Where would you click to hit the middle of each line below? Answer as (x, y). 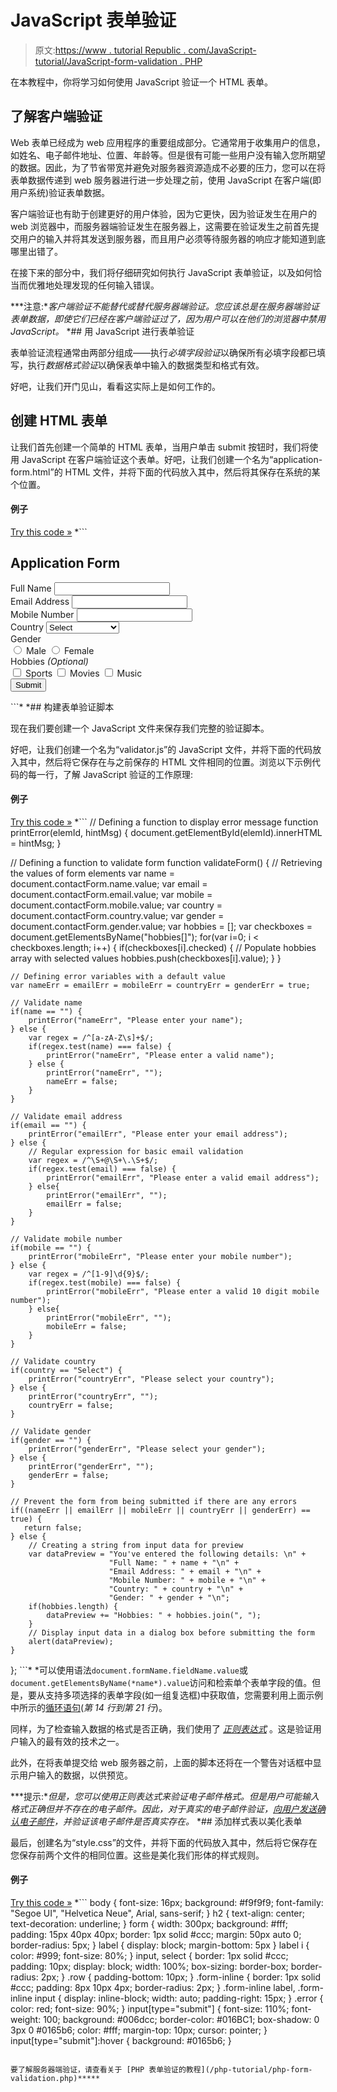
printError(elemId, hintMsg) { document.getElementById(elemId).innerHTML (166, 832)
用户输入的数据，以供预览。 (75, 1775)
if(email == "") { (48, 1125)
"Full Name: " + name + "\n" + (174, 1562)
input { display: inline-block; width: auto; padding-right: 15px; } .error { (179, 1998)
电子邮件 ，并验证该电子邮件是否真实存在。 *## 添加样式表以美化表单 (160, 1821)
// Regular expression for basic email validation (136, 1151)
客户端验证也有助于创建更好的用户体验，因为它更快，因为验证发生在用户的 (163, 213)
